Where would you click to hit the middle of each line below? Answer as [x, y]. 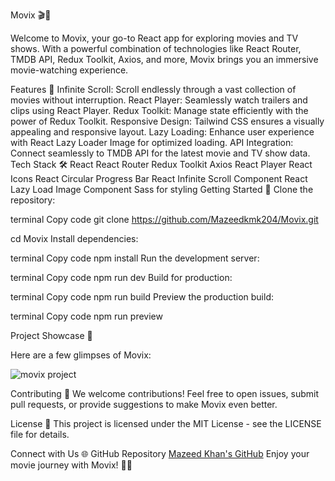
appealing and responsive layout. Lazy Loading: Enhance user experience [162, 132]
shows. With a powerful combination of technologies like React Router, [156, 48]
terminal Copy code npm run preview [86, 316]
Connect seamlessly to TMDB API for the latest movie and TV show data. [160, 153]
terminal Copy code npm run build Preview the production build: [142, 297]
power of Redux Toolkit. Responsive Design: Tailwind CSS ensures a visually [167, 121]
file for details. [40, 434]
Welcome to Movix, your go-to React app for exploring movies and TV [154, 38]
